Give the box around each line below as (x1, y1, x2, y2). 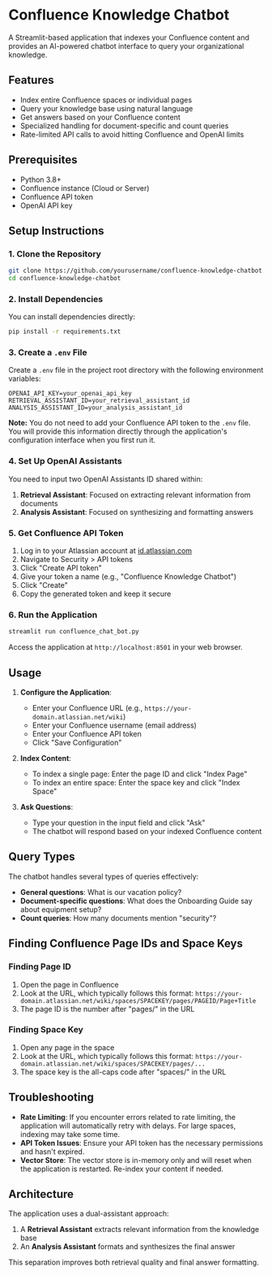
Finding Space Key (8, 1024, 83, 1035)
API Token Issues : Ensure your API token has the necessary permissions (19, 1138, 263, 1147)
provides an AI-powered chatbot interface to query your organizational (8, 41, 244, 50)
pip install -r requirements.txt (8, 327, 121, 336)
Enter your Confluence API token (32, 729, 142, 739)
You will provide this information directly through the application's (8, 426, 228, 436)
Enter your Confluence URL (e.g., (32, 703, 143, 713)
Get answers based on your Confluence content (19, 112, 181, 122)
